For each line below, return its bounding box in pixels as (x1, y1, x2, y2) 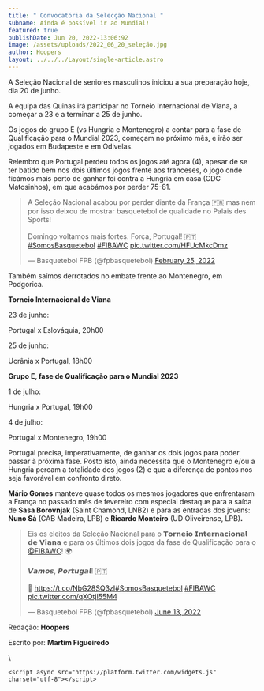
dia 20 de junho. (8, 85, 61, 95)
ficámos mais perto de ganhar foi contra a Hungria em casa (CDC (8, 173, 221, 183)
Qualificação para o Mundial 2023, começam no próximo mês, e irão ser (8, 133, 243, 142)
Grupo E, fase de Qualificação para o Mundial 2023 (8, 371, 179, 380)
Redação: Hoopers (8, 622, 70, 632)
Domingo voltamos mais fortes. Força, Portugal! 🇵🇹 (27, 231, 197, 241)
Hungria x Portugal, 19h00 (8, 402, 93, 411)
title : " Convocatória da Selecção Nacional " (8, 11, 164, 20)
